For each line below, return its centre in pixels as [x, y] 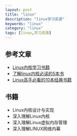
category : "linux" [24, 28]
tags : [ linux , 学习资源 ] [28, 33]
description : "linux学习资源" [35, 19]
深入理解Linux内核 [31, 116]
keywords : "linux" [24, 24]
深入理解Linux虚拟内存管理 [40, 122]
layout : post [19, 10]
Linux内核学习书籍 [31, 67]
